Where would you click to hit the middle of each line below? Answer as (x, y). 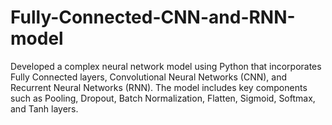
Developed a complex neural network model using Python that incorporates (166, 66)
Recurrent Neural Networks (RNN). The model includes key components (159, 87)
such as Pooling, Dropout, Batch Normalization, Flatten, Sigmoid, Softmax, (163, 98)
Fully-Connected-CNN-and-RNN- (153, 17)
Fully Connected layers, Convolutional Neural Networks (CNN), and (149, 77)
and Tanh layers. (44, 108)
